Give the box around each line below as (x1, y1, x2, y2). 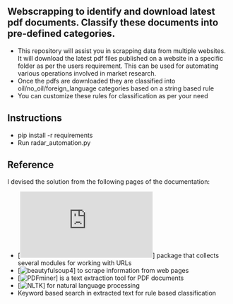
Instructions (7, 112, 62, 124)
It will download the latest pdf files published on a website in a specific (17, 54, 224, 62)
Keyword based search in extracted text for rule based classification (17, 289, 217, 298)
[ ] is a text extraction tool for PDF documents (17, 274, 184, 282)
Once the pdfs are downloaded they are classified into (17, 76, 176, 85)
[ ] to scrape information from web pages (17, 267, 189, 275)
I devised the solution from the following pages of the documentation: (7, 177, 210, 186)
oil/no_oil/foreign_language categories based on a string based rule (17, 84, 214, 93)
